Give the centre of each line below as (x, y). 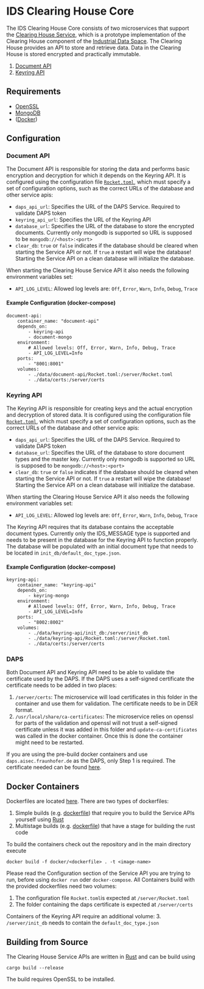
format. (24, 710)
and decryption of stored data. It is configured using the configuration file (98, 415)
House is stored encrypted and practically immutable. (74, 54)
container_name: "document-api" (58, 321)
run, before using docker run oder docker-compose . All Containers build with (100, 880)
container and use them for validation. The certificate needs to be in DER (106, 703)
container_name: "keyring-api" (57, 585)
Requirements (33, 92)
